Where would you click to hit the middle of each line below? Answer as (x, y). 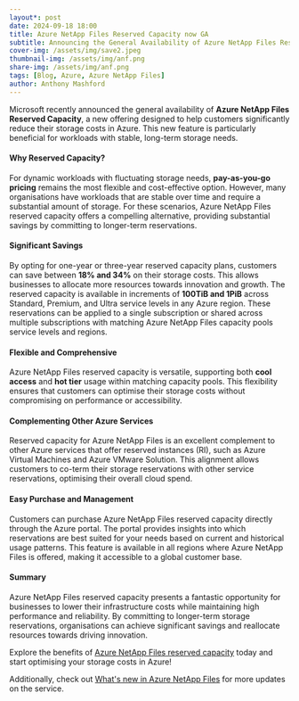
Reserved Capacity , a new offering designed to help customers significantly (149, 119)
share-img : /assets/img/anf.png (69, 68)
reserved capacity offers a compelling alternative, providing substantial (140, 216)
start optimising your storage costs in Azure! (90, 662)
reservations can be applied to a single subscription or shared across (136, 313)
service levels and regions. (59, 332)
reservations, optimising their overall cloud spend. (101, 479)
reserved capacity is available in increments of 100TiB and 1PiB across (139, 294)
